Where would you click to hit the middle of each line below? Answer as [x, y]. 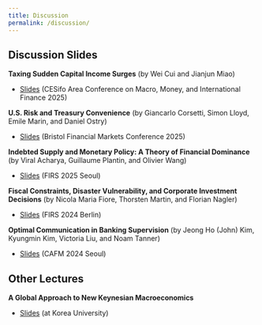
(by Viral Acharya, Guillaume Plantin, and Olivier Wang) [97, 161]
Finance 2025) [43, 98]
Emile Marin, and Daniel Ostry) [58, 121]
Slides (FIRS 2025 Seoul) [60, 176]
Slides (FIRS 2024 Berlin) [60, 215]
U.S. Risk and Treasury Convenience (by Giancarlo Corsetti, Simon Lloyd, [129, 113]
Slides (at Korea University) [64, 313]
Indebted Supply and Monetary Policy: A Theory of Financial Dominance [129, 152]
